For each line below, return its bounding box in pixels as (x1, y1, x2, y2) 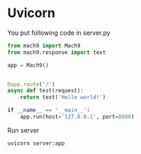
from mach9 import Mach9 (7, 42, 81, 49)
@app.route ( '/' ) (7, 80, 55, 88)
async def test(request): (7, 87, 84, 94)
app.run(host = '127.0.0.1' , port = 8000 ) (20, 114, 135, 121)
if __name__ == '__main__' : (7, 106, 91, 114)
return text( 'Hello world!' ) (20, 94, 106, 101)
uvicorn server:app (7, 140, 65, 147)
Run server (7, 126, 40, 134)
